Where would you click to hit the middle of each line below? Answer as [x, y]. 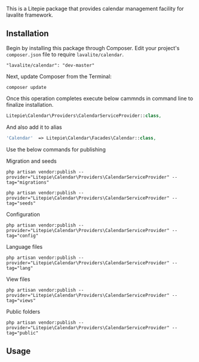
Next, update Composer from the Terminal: [59, 76]
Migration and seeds [31, 161]
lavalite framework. [30, 15]
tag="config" [22, 236]
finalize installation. [30, 104]
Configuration [23, 214]
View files [18, 279]
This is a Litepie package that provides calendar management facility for [95, 9]
